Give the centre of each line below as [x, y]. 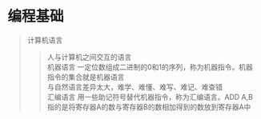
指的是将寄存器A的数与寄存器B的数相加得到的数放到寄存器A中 [149, 107]
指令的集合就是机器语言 [86, 77]
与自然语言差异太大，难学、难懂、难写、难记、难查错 [135, 87]
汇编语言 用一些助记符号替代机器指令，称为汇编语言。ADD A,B [150, 97]
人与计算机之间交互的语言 [89, 57]
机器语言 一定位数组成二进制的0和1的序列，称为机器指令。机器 [150, 67]
